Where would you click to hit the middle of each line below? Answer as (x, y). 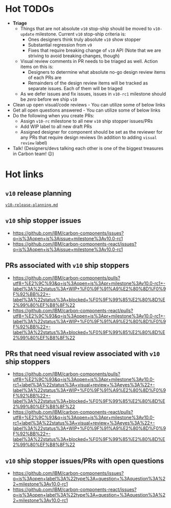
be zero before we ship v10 (49, 99)
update (27, 34)
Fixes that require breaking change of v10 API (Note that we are (94, 50)
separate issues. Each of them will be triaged (75, 88)
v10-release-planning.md (32, 205)
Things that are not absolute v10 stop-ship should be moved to (86, 28)
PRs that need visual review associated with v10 (83, 354)
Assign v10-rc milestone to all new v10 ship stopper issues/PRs (87, 121)
